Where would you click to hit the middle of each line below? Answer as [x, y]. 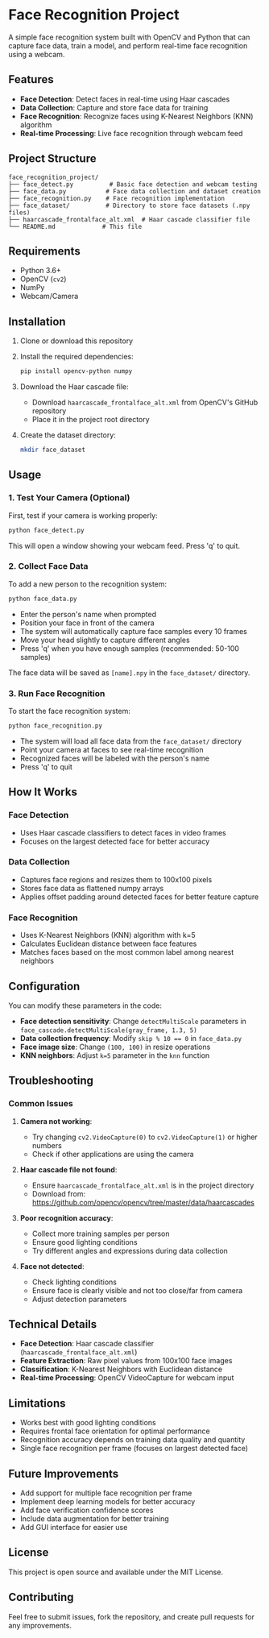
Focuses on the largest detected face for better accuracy [115, 841]
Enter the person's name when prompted [88, 614]
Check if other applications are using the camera [113, 1154]
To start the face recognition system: [70, 711]
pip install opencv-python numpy [76, 371]
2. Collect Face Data [48, 566]
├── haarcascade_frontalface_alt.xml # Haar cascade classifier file [129, 219]
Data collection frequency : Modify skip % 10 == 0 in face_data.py [131, 1038]
